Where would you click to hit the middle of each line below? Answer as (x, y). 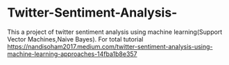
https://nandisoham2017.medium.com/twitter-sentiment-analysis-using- (110, 46)
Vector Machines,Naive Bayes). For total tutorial (75, 39)
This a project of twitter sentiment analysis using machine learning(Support (115, 32)
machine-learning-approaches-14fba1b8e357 (72, 54)
